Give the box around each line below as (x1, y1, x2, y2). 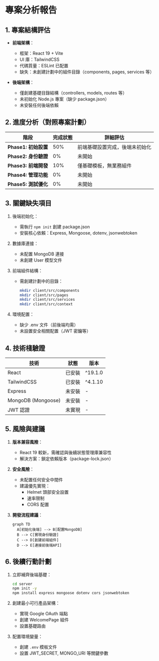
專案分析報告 (5, 4, 58, 16)
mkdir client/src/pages (19, 292, 69, 297)
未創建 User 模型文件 (19, 257, 63, 263)
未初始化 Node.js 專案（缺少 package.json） (19, 96, 110, 102)
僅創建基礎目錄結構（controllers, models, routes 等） (19, 90, 127, 95)
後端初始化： (12, 213, 38, 219)
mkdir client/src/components (19, 288, 80, 293)
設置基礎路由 (19, 623, 46, 629)
